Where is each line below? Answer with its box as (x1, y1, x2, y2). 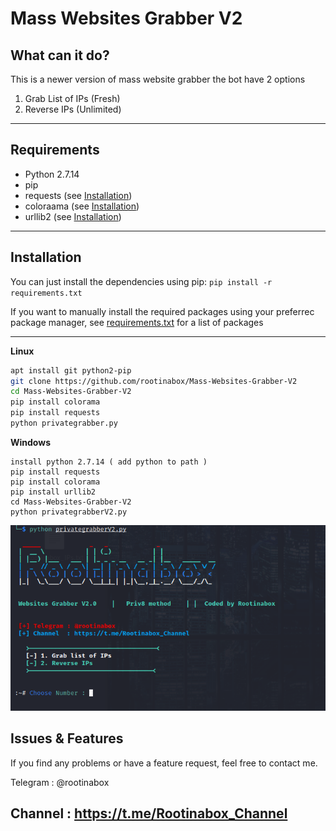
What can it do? (10, 47, 110, 64)
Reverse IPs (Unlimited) (24, 103, 122, 115)
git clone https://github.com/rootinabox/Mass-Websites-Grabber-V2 (10, 376, 298, 386)
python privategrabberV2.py (10, 507, 128, 517)
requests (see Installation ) (24, 189, 133, 201)
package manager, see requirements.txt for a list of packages (10, 316, 264, 328)
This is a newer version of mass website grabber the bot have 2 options (10, 73, 306, 85)
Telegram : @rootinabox (10, 776, 110, 788)
